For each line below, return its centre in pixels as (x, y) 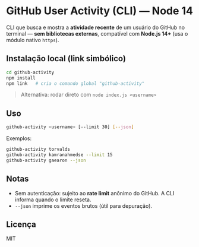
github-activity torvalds (38, 150)
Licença (21, 224)
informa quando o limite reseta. (53, 199)
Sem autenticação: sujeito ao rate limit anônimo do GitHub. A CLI (94, 193)
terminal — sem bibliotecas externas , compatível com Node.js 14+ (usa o (97, 33)
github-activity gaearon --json (46, 160)
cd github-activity (30, 72)
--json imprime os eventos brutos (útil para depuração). (83, 205)
